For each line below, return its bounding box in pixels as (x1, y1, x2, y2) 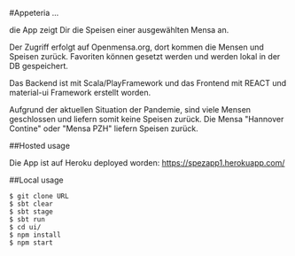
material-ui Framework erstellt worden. (9, 88, 151, 97)
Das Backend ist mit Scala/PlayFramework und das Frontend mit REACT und (9, 78, 287, 88)
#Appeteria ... (9, 8, 59, 18)
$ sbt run (9, 215, 46, 224)
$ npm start (9, 238, 53, 247)
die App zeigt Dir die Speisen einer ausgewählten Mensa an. (9, 25, 229, 35)
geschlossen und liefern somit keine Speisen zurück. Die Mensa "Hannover (9, 114, 284, 124)
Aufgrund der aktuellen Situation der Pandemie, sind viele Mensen (9, 105, 251, 114)
